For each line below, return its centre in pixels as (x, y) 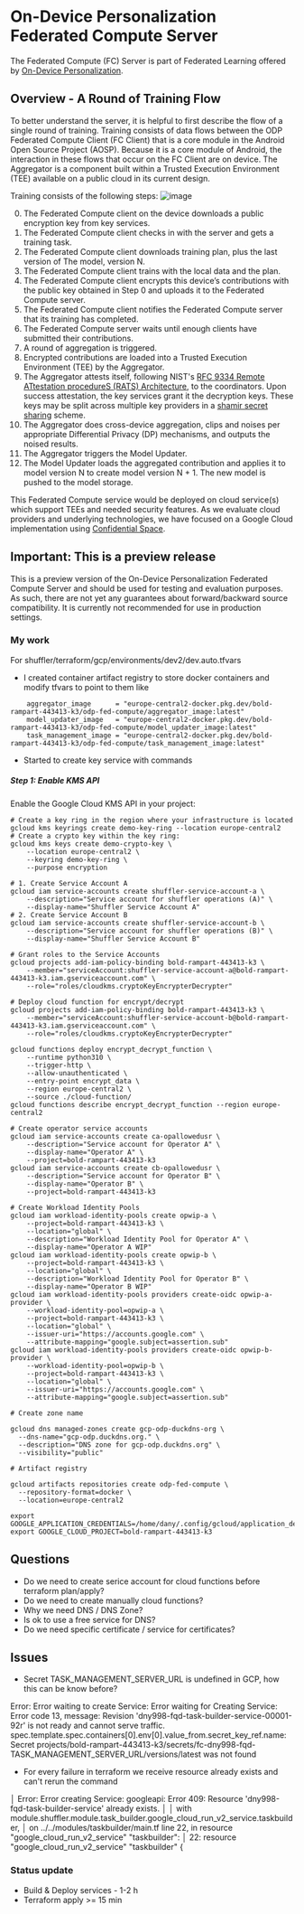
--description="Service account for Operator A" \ (124, 1144)
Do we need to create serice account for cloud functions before (142, 1581)
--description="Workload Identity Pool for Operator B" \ (138, 1279)
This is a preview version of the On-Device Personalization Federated (139, 578)
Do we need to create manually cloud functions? (113, 1600)
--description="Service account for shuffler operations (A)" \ (150, 899)
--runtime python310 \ (69, 1057)
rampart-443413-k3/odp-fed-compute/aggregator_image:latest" (128, 711)
